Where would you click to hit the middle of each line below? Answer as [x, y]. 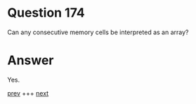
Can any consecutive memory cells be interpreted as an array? [98, 32]
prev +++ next [28, 93]
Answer [31, 60]
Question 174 [46, 13]
